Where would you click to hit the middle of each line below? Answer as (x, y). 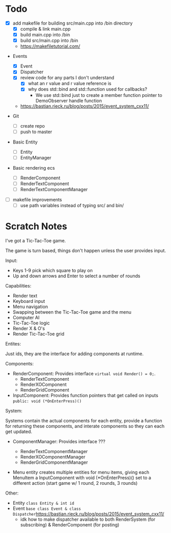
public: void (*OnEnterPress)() (47, 401)
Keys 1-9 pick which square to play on (53, 270)
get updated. (19, 432)
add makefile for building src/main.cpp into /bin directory (72, 23)
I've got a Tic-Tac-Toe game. (36, 241)
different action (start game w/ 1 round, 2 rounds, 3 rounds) (75, 483)
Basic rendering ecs (34, 168)
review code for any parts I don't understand (67, 78)
